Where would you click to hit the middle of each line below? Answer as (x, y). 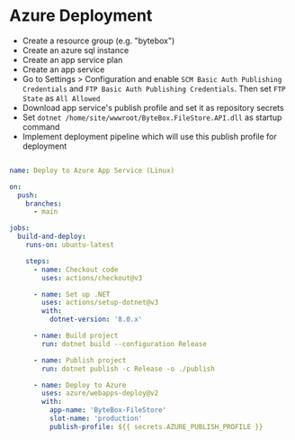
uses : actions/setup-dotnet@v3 (100, 303)
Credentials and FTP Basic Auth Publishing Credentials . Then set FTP (154, 88)
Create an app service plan (72, 60)
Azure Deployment (81, 16)
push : (28, 195)
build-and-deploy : (52, 237)
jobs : (19, 228)
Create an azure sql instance (76, 50)
